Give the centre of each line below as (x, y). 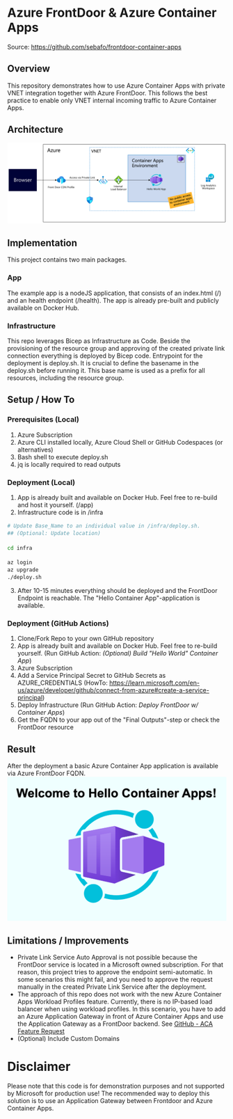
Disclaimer (39, 1067)
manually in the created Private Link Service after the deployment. (112, 987)
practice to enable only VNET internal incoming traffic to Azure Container (112, 100)
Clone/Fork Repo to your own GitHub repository (86, 639)
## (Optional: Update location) (54, 533)
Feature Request (41, 1031)
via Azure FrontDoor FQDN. (46, 773)
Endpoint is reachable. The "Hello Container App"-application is (109, 598)
